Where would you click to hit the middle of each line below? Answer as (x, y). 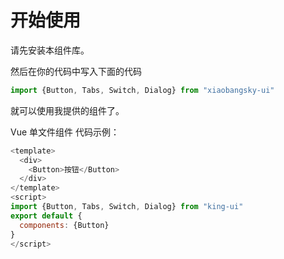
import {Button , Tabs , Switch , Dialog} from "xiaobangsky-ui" (142, 90)
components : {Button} (64, 225)
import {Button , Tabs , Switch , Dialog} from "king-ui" (127, 207)
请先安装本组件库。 (50, 50)
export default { (46, 216)
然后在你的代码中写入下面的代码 (76, 71)
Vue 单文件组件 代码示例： (65, 132)
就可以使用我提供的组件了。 (67, 110)
